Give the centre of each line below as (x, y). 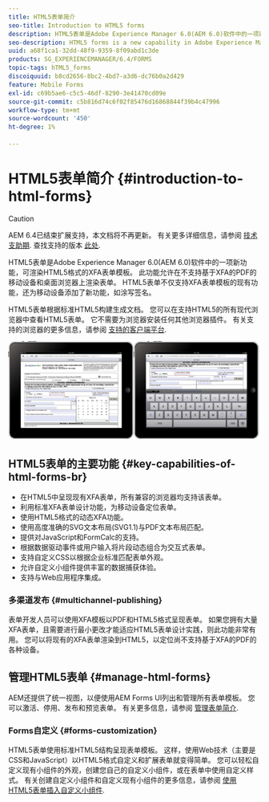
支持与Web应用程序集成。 (62, 577)
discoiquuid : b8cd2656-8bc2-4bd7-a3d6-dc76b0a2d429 (96, 76)
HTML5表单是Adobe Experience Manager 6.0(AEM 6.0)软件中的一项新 (124, 262)
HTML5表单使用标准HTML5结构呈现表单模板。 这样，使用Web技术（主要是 (132, 750)
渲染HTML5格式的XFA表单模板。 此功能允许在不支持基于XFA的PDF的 (143, 272)
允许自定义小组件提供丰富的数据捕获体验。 (90, 568)
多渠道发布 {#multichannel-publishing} (85, 600)
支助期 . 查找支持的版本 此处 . (54, 245)
